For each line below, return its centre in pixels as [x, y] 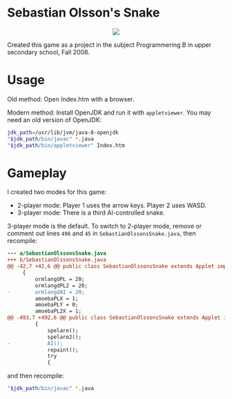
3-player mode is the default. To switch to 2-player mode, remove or [105, 226]
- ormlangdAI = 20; [46, 292]
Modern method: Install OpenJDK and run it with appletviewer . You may [109, 113]
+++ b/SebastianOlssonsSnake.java [57, 260]
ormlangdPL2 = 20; [61, 285]
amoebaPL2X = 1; [58, 311]
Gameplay [37, 173]
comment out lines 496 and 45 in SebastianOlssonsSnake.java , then [101, 233]
